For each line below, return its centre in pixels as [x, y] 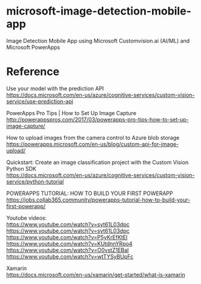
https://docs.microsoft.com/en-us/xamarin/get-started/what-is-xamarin [96, 274]
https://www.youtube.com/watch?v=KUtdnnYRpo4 [70, 243]
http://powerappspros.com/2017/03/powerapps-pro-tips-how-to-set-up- [97, 119]
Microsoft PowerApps [33, 47]
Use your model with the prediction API [55, 88]
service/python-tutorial [35, 181]
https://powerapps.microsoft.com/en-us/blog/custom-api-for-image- [93, 144]
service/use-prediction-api [40, 101]
